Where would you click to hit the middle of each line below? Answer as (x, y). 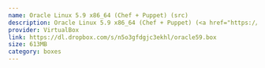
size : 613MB (28, 45)
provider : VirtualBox (44, 30)
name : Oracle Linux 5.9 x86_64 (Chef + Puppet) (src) (99, 15)
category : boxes (35, 52)
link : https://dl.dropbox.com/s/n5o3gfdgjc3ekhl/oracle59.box (112, 37)
